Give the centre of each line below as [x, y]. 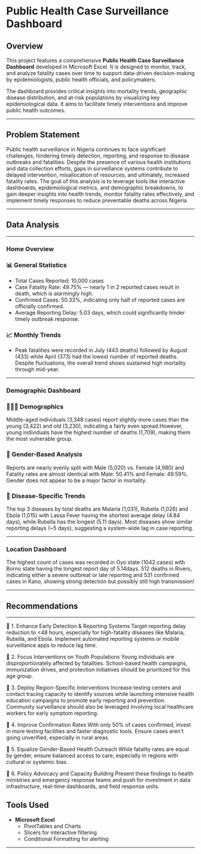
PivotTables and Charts [52, 826]
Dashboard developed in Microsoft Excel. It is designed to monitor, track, [96, 67]
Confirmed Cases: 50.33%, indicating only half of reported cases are [100, 300]
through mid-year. [37, 369]
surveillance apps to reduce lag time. [52, 645]
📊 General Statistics [36, 265]
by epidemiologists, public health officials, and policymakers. [81, 80]
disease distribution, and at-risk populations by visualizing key [83, 98]
